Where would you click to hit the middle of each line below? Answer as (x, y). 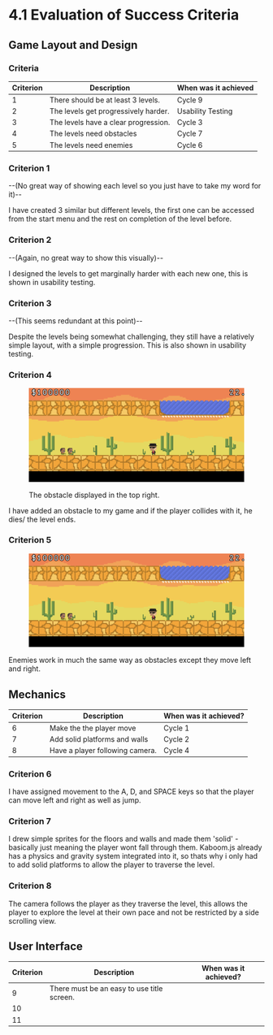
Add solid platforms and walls (99, 739)
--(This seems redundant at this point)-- (76, 321)
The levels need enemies (91, 145)
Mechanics (37, 694)
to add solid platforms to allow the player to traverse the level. (112, 865)
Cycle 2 (176, 739)
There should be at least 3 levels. (105, 100)
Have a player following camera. (103, 751)
